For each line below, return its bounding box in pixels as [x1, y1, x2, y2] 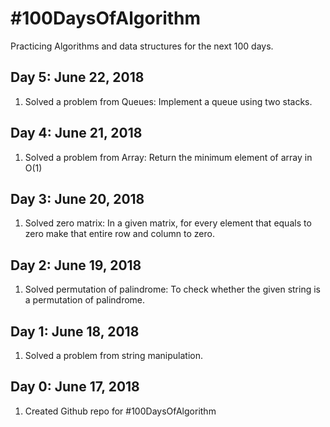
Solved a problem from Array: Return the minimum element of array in [24, 151, 313, 163]
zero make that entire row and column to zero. [24, 228, 215, 240]
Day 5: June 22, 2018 [10, 69, 145, 86]
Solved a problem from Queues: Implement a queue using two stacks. [24, 95, 313, 107]
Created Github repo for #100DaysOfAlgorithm [24, 405, 217, 417]
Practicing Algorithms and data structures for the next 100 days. [10, 40, 274, 52]
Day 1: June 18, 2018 [10, 323, 140, 340]
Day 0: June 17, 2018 [10, 378, 140, 396]
